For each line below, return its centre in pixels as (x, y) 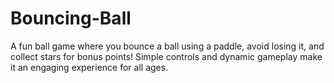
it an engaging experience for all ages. (89, 67)
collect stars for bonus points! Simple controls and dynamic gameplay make (166, 56)
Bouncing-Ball (71, 18)
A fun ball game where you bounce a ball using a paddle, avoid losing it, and (167, 46)
